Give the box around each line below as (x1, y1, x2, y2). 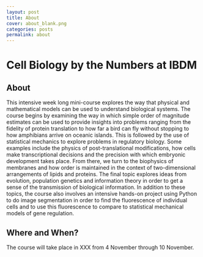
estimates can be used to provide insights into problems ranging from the (6, 118, 191, 126)
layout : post (6, 9, 40, 15)
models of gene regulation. (6, 210, 75, 217)
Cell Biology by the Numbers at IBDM (6, 58, 197, 72)
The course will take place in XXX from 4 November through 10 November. (6, 244, 194, 251)
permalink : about (6, 32, 51, 38)
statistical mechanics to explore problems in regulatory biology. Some (6, 138, 182, 145)
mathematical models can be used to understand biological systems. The (6, 105, 191, 113)
